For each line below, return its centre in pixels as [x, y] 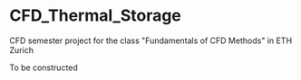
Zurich [22, 49]
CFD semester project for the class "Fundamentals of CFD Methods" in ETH [151, 40]
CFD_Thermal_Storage [95, 16]
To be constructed [44, 67]
